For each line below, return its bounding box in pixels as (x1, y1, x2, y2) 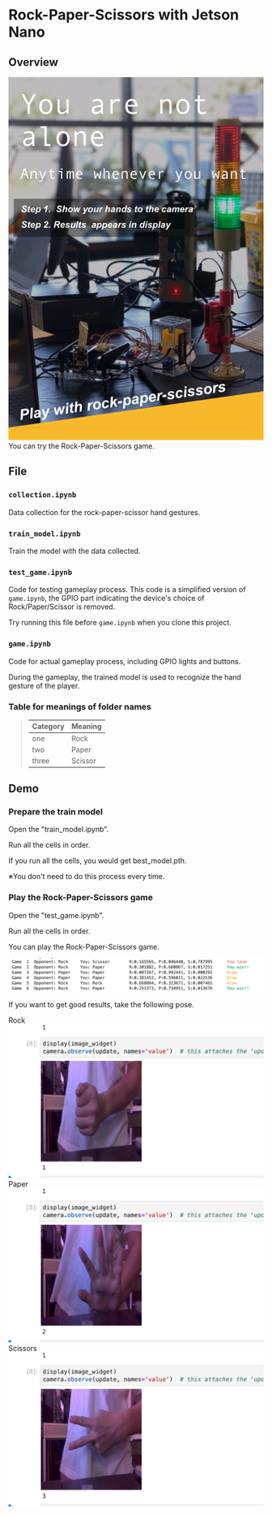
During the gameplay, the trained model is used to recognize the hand (8, 672, 241, 682)
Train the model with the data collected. (8, 546, 141, 556)
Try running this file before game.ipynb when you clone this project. (8, 618, 232, 628)
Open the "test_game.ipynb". (8, 910, 104, 920)
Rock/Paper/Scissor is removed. (8, 602, 116, 612)
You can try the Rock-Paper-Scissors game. (8, 441, 155, 451)
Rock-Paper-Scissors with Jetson (8, 6, 240, 24)
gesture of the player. (8, 680, 80, 690)
